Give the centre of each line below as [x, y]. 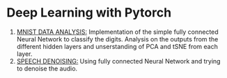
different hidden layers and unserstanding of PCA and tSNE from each [117, 46]
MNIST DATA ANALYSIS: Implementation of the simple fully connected [117, 32]
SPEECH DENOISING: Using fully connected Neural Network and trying [118, 61]
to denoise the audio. [47, 68]
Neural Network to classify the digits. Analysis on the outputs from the [117, 39]
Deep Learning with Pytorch [89, 13]
